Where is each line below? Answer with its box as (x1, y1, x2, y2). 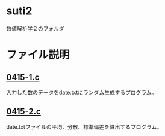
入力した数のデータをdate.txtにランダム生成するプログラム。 (6, 89, 157, 96)
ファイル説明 (6, 48, 70, 62)
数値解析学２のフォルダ (6, 25, 64, 32)
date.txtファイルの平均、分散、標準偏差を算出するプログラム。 (6, 123, 163, 130)
